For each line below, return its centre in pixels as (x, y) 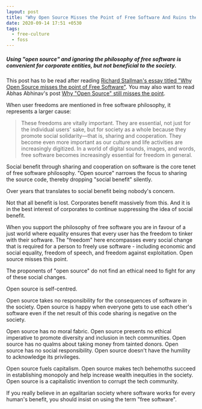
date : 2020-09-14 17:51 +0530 (44, 23)
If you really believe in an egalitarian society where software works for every (101, 393)
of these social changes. (37, 277)
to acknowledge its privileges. (43, 357)
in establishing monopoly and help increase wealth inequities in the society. (100, 375)
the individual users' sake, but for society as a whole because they (103, 129)
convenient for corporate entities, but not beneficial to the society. (91, 65)
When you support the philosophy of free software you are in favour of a (96, 227)
